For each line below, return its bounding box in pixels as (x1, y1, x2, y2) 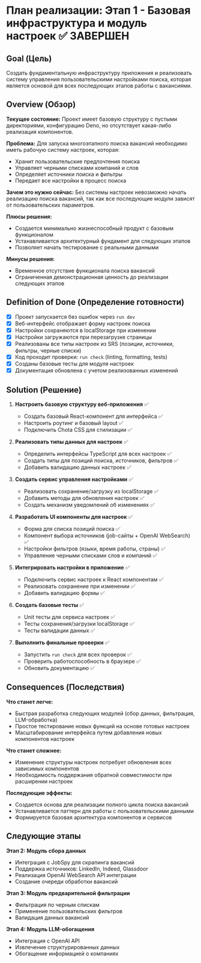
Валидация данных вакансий (14, 914, 89, 921)
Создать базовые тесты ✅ (14, 601, 85, 608)
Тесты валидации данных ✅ (23, 627, 95, 634)
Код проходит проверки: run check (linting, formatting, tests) (14, 353, 168, 360)
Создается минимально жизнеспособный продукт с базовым (14, 225, 174, 232)
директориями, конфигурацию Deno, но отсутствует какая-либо (6, 121, 172, 129)
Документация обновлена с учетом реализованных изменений (14, 367, 178, 374)
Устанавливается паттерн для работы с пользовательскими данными (14, 807, 194, 814)
